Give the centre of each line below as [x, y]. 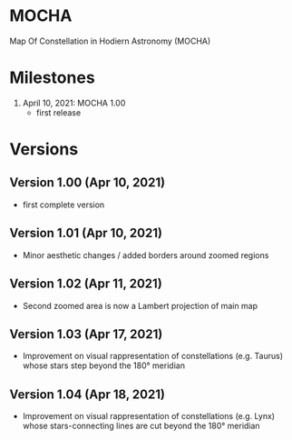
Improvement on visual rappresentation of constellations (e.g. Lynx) [148, 416]
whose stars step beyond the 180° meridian [104, 365]
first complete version [63, 205]
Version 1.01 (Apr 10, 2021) [86, 233]
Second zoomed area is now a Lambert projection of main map [140, 305]
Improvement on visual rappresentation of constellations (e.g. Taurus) [153, 356]
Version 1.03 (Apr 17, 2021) [86, 334]
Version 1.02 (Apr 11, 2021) [86, 284]
